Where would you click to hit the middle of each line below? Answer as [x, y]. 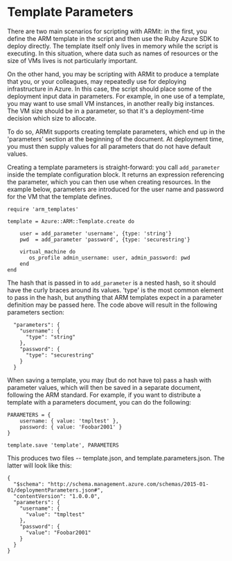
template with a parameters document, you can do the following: [99, 402]
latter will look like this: [39, 465]
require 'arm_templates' [43, 209]
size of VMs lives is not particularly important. [73, 60]
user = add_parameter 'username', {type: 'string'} [96, 233]
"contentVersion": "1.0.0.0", [57, 496]
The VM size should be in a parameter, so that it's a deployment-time [106, 111]
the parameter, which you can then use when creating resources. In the [109, 181]
